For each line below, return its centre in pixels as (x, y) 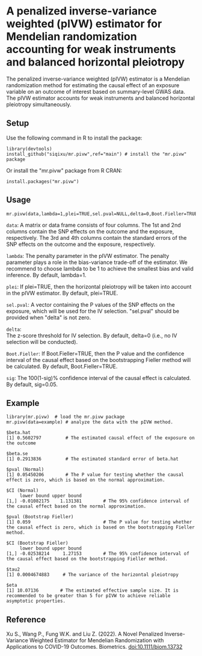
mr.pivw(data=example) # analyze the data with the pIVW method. (90, 422)
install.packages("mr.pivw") (43, 182)
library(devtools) (29, 149)
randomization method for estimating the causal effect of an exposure (93, 85)
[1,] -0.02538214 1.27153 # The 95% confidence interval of (98, 554)
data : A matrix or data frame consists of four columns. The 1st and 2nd (94, 225)
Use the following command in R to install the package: (74, 138)
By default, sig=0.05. (32, 384)
